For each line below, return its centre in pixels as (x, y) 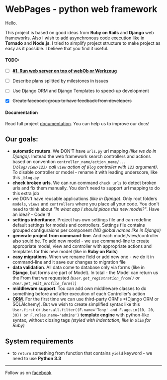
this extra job (26, 193)
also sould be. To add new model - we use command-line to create (81, 241)
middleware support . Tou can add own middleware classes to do (79, 288)
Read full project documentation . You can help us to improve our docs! (78, 123)
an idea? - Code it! (31, 214)
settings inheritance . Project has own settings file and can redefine (82, 220)
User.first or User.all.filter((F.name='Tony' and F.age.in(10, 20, (84, 310)
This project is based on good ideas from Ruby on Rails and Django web (80, 32)
